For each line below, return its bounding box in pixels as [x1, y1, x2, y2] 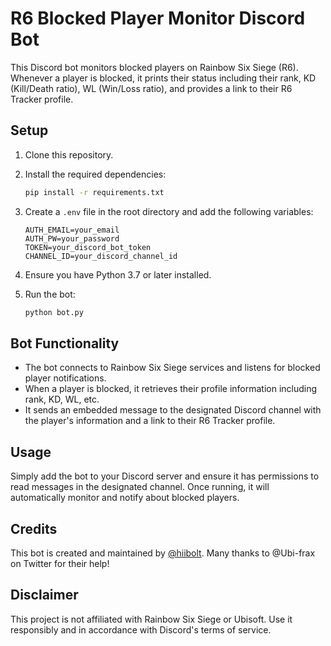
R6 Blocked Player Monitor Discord [10, 7, 306, 30]
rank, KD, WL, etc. [24, 393, 100, 406]
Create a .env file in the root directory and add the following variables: [24, 205, 314, 217]
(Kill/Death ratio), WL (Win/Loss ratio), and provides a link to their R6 [10, 82, 293, 94]
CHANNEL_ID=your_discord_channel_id [24, 251, 178, 261]
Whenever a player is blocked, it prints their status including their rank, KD [10, 72, 317, 84]
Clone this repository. [24, 148, 114, 161]
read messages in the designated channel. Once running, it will [10, 481, 270, 493]
